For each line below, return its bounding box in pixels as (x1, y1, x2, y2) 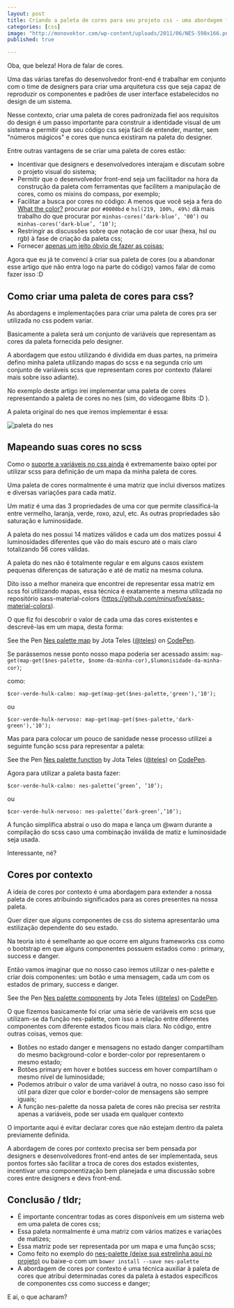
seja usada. (7, 835, 40, 844)
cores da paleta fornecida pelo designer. (7, 337, 124, 346)
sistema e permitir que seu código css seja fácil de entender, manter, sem (7, 126, 219, 134)
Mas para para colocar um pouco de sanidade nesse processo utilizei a (7, 734, 212, 742)
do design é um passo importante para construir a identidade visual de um (7, 118, 221, 126)
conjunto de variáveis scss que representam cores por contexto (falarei (7, 365, 212, 374)
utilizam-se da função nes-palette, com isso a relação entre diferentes (7, 1014, 209, 1023)
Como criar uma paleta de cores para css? (7, 291, 194, 302)
